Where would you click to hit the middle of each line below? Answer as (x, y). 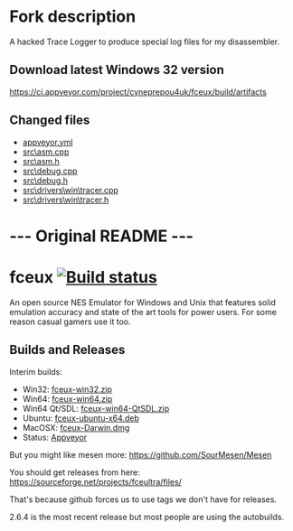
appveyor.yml (47, 142)
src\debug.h (45, 180)
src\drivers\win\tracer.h (66, 200)
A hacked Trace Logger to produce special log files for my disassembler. (145, 42)
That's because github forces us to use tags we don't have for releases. (143, 499)
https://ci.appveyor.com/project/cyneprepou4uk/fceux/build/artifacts (138, 91)
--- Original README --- (102, 236)
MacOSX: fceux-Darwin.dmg (76, 427)
